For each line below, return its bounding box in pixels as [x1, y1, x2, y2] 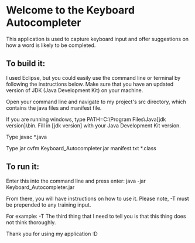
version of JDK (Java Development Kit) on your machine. [6, 86, 143, 94]
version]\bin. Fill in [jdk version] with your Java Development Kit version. [6, 122, 182, 129]
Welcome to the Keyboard [6, 4, 135, 17]
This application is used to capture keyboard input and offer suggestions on [6, 35, 189, 42]
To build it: [6, 59, 46, 69]
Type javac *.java [6, 133, 47, 140]
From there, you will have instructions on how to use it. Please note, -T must [6, 195, 189, 202]
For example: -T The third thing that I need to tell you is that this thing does [6, 212, 186, 220]
